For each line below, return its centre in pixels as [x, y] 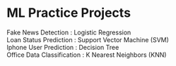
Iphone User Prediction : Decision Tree [63, 47]
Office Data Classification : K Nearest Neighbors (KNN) [87, 55]
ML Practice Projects [69, 13]
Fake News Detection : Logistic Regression [69, 32]
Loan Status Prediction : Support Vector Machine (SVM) [88, 39]
